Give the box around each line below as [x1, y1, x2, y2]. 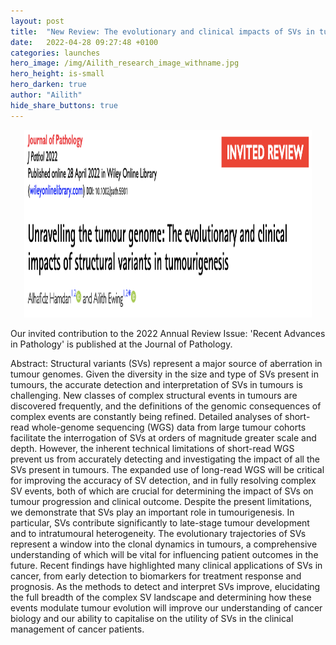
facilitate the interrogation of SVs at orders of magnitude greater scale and [10, 431, 317, 444]
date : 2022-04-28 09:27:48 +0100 [10, 37, 159, 47]
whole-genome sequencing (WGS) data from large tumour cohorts [31, 421, 307, 433]
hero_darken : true [10, 80, 87, 90]
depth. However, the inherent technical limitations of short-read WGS [10, 442, 295, 454]
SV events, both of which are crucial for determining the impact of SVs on [10, 485, 314, 497]
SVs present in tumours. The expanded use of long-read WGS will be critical [10, 463, 325, 475]
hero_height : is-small [10, 69, 105, 79]
